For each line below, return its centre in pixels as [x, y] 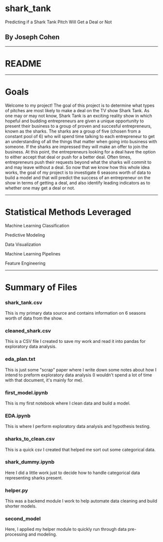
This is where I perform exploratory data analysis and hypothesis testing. [78, 426]
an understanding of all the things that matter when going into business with [81, 141]
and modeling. [43, 534]
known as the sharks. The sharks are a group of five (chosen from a [73, 131]
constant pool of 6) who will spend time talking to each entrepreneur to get [80, 136]
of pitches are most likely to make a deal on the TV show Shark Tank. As [77, 110]
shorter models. [21, 506]
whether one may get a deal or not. [40, 188]
